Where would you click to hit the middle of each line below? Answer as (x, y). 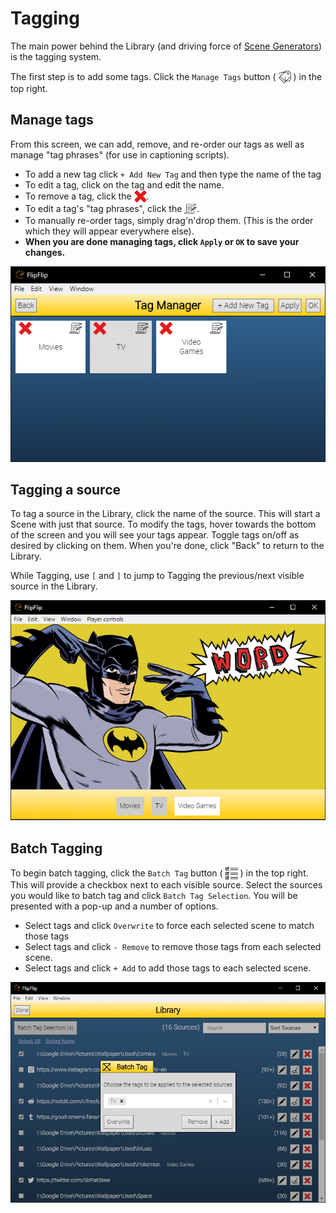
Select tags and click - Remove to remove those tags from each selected (173, 947)
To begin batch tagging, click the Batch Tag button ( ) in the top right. (159, 873)
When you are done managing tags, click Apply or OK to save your (162, 241)
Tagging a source (65, 490)
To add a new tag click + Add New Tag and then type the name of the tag (173, 174)
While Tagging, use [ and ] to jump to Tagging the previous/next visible (157, 576)
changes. (45, 252)
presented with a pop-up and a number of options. (114, 906)
